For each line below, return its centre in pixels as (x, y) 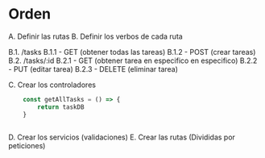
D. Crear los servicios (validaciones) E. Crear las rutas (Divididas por (122, 137)
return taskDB (61, 107)
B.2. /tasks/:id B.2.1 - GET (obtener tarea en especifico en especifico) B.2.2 (133, 60)
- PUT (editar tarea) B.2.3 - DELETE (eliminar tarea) (93, 69)
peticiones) (27, 146)
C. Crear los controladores (52, 85)
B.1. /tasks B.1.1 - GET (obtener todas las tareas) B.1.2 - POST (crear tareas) (132, 52)
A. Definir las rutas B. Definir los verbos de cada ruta (95, 36)
